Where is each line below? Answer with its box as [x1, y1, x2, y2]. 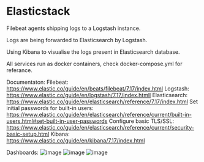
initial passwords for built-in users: [6, 104, 94, 111]
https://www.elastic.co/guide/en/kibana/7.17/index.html [6, 136, 145, 144]
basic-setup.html [6, 130, 50, 138]
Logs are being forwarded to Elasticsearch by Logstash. [6, 36, 148, 43]
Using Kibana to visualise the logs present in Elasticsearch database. [6, 48, 180, 56]
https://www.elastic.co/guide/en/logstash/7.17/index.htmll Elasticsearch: [6, 91, 188, 98]
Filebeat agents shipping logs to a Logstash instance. [6, 24, 141, 32]
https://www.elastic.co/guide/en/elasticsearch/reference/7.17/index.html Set [6, 98, 198, 105]
